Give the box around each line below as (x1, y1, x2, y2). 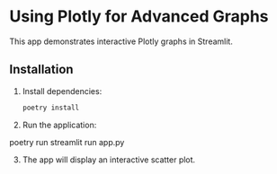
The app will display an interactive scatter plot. (22, 154, 196, 165)
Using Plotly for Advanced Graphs (9, 6, 269, 27)
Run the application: (22, 119, 97, 130)
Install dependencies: (22, 85, 103, 96)
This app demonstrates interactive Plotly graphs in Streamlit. (9, 36, 234, 47)
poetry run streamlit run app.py (9, 136, 125, 147)
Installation (9, 62, 74, 77)
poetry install (22, 103, 80, 112)
